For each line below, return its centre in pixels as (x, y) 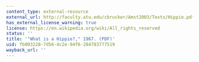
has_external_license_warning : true (51, 22)
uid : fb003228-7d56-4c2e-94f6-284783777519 (61, 45)
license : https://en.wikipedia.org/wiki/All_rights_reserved (83, 28)
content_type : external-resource (47, 12)
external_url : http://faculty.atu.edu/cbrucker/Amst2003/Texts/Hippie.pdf (100, 17)
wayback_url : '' (26, 50)
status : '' (20, 34)
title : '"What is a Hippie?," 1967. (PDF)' (61, 39)
